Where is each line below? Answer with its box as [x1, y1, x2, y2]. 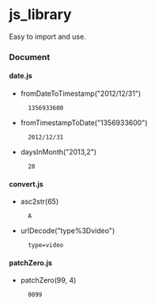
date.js [9, 71, 32, 81]
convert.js [9, 179, 44, 189]
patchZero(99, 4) [20, 276, 77, 285]
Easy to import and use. [9, 32, 86, 41]
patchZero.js [9, 257, 52, 267]
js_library [9, 6, 72, 24]
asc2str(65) [20, 196, 59, 207]
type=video [28, 242, 64, 250]
